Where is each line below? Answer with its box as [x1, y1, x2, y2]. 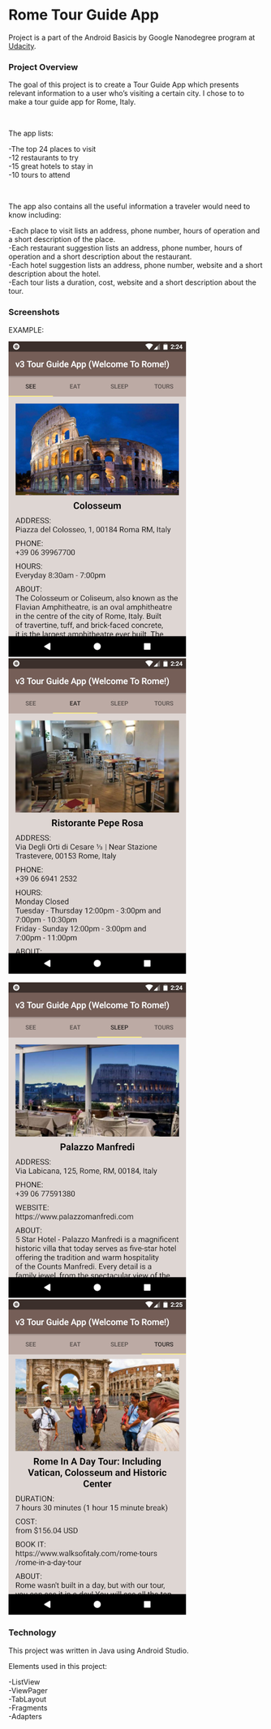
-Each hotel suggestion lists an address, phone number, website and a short [8, 260, 263, 270]
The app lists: [8, 128, 54, 139]
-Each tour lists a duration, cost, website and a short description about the [8, 277, 257, 287]
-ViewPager [8, 1685, 48, 1695]
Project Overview [8, 61, 79, 72]
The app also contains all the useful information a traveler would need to [8, 201, 251, 212]
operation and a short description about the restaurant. [8, 252, 192, 261]
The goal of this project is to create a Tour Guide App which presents [8, 80, 239, 90]
